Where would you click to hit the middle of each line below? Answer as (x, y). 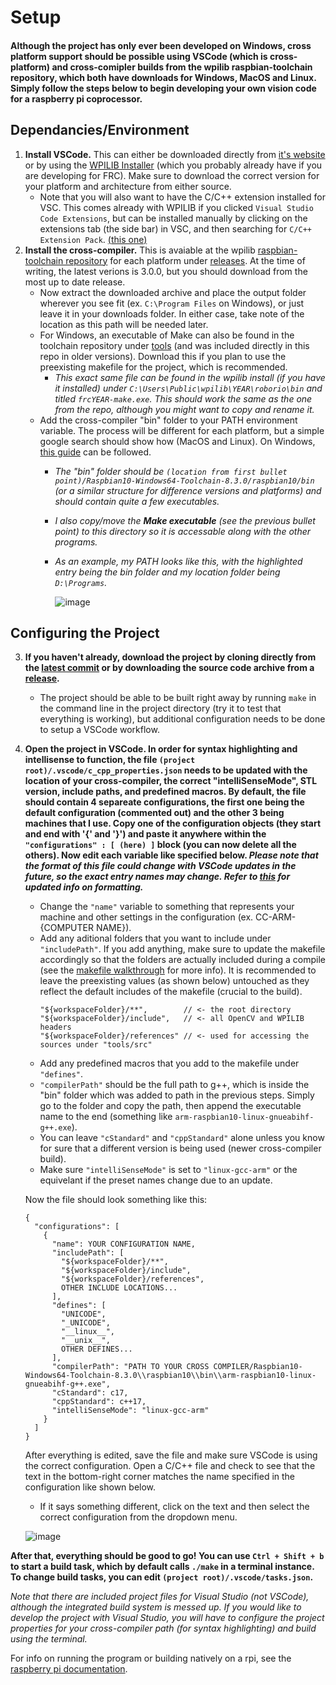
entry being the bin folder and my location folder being (167, 572)
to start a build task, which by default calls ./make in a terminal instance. (162, 1567)
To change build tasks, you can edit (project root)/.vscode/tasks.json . (162, 1577)
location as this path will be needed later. (124, 324)
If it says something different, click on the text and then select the (174, 1507)
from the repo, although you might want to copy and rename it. (184, 409)
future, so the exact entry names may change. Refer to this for (157, 877)
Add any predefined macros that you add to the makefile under (169, 1063)
